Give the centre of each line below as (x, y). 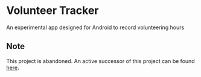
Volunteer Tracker (53, 11)
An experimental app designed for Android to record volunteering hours (95, 27)
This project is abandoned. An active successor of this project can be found (101, 61)
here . (13, 67)
